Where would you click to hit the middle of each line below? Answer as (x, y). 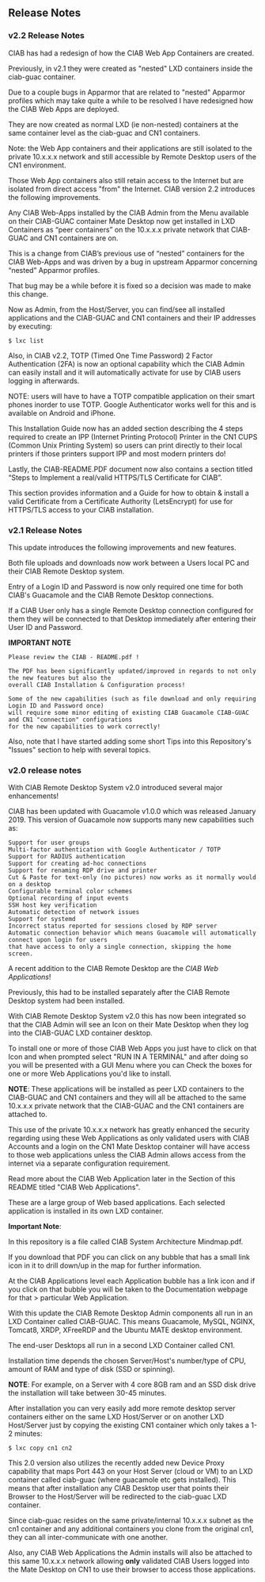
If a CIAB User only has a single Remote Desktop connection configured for (131, 610)
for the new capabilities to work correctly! (84, 726)
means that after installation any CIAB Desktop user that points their (119, 1488)
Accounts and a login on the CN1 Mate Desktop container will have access (129, 1146)
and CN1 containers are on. (74, 238)
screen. (21, 954)
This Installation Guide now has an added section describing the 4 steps (126, 428)
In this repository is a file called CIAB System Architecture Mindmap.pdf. (126, 1242)
